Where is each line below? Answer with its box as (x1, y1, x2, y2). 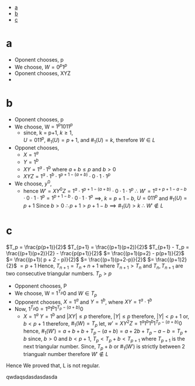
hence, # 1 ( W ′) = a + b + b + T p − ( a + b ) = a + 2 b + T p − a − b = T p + (23, 327, 188, 336)
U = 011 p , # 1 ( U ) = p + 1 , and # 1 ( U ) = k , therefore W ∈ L (23, 136, 156, 145)
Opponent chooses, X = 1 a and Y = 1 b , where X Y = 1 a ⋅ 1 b (14, 297, 152, 306)
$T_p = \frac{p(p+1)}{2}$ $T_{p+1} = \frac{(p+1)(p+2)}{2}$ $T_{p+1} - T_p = (6, 243, 190, 250)
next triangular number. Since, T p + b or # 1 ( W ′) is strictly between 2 (23, 343, 186, 351)
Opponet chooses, (14, 144, 60, 151)
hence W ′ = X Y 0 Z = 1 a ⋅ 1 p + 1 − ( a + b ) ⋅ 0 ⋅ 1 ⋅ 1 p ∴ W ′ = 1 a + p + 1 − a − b (23, 186, 187, 194)
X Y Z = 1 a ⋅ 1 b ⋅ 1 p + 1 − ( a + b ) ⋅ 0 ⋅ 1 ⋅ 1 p (23, 172, 111, 180)
